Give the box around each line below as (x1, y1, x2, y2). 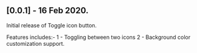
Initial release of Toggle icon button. (6, 21, 97, 29)
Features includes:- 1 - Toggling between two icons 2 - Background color (6, 34, 191, 41)
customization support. (6, 40, 65, 47)
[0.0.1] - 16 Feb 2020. (6, 5, 89, 16)
